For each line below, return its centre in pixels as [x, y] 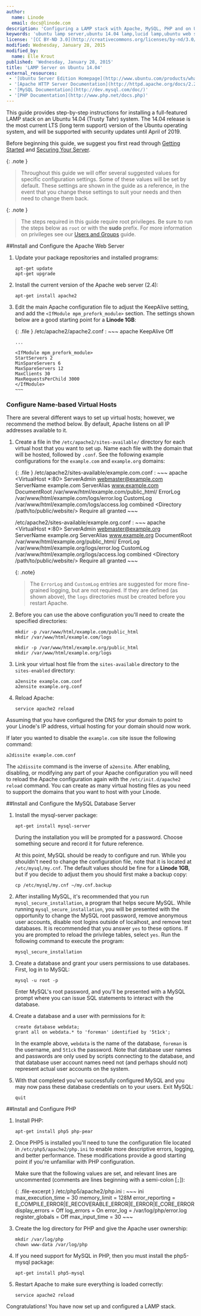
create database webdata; [47, 1027]
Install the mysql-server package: [56, 815]
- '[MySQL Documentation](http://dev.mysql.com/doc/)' [78, 90]
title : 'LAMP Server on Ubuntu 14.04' [54, 67]
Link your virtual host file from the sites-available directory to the [97, 664]
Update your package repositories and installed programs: [87, 257]
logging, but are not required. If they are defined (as [114, 591]
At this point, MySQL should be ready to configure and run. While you [100, 856]
